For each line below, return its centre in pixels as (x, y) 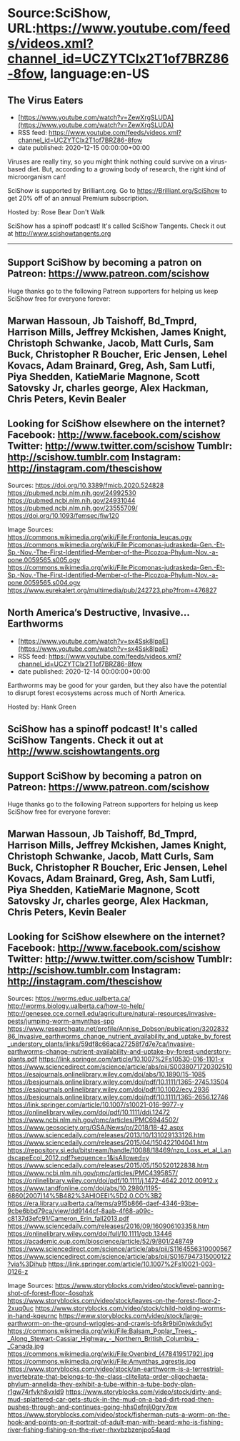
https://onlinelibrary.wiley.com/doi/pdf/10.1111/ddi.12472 (89, 1112)
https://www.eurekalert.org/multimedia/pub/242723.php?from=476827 (112, 590)
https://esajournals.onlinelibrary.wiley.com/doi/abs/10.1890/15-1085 (106, 1074)
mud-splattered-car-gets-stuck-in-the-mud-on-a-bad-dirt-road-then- (111, 1400)
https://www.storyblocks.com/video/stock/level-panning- (140, 1286)
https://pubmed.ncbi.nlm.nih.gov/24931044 (71, 501)
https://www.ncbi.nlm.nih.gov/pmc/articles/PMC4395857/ (93, 1173)
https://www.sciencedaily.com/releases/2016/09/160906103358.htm (108, 1226)
